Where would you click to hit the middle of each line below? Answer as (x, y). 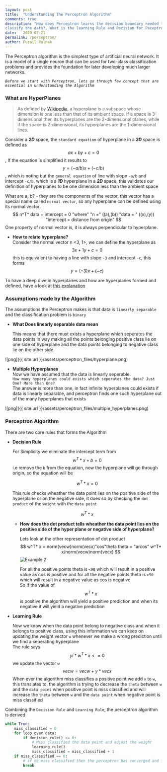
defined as (16, 145)
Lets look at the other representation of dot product (72, 539)
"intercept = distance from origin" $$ (83, 220)
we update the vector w (36, 663)
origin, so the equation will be (42, 473)
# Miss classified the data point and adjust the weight (92, 742)
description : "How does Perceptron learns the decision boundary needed (82, 24)
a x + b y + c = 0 (83, 153)
